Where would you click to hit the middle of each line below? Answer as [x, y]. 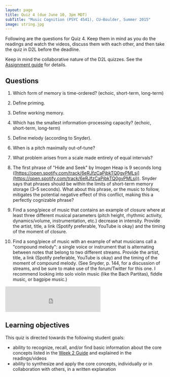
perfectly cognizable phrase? [43, 200]
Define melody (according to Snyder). [52, 138]
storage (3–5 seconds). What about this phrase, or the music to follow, [86, 190]
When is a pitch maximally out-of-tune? [54, 148]
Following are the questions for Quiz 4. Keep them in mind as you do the [81, 39]
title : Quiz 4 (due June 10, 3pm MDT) [46, 15]
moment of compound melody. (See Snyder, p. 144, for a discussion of [87, 263]
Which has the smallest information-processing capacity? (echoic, [82, 123]
